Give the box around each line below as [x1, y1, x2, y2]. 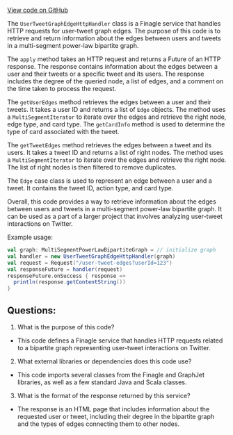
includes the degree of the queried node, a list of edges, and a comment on [7, 77, 224, 85]
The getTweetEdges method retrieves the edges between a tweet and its [7, 141, 212, 149]
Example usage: [7, 233, 54, 241]
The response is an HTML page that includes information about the [17, 404, 210, 413]
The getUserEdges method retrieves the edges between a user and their [7, 98, 212, 106]
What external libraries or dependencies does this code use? [17, 357, 192, 366]
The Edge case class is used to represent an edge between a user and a [7, 177, 212, 185]
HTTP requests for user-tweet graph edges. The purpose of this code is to [7, 27, 221, 35]
